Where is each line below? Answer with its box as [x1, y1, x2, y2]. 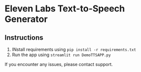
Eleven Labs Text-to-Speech [4, 3, 125, 14]
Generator [4, 13, 48, 25]
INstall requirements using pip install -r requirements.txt [11, 47, 137, 52]
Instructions [4, 33, 43, 42]
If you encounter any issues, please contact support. [4, 62, 113, 67]
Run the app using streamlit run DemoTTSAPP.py [11, 52, 111, 58]
